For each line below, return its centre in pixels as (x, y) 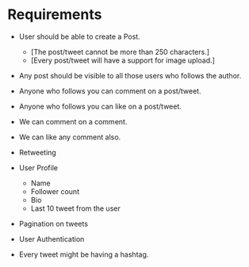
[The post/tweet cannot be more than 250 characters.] (120, 51)
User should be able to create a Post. (79, 36)
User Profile (38, 167)
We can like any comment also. (70, 137)
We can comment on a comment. (73, 121)
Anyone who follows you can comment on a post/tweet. (110, 91)
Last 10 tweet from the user (75, 208)
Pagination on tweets (54, 223)
